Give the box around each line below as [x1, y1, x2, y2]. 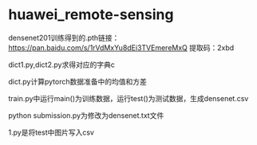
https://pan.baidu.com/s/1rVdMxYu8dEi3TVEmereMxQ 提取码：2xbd [8, 42, 235, 53]
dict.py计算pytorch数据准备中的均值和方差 [8, 76, 148, 86]
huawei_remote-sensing [8, 6, 174, 24]
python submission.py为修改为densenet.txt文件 [8, 110, 164, 120]
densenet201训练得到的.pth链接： [8, 33, 120, 42]
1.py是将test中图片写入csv [8, 127, 94, 137]
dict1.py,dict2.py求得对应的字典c [8, 60, 116, 69]
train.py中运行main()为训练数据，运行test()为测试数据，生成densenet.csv [8, 93, 249, 103]
